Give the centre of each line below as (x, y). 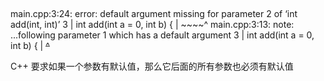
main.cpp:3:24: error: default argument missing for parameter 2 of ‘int (154, 14)
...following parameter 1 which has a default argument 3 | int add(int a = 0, (162, 35)
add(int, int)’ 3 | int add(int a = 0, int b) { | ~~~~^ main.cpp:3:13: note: (152, 25)
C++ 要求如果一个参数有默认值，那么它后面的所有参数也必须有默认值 (152, 66)
